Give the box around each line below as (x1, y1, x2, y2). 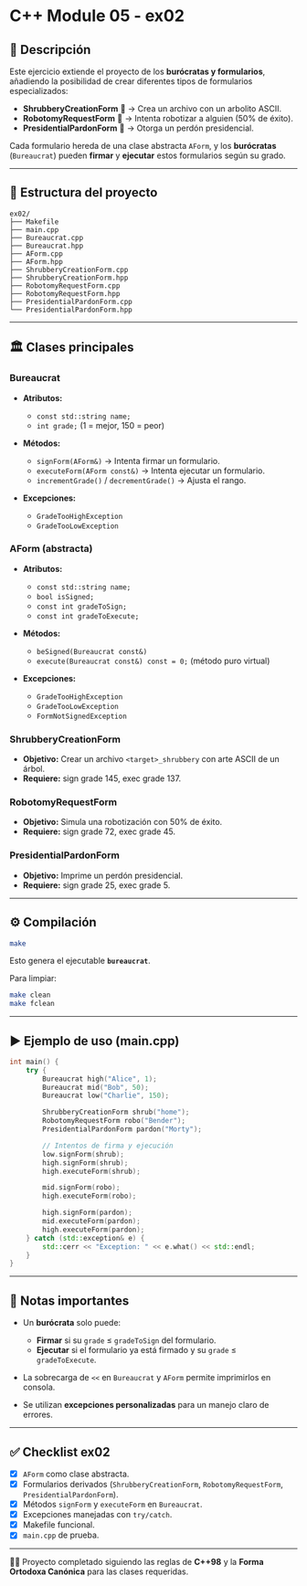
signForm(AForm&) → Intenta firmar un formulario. (36, 455, 221, 466)
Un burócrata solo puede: (22, 1317, 122, 1328)
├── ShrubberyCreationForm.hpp (9, 273, 129, 282)
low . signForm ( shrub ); (42, 1149, 125, 1158)
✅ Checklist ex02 (9, 1444, 111, 1460)
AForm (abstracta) (9, 543, 93, 555)
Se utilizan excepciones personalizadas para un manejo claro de (22, 1400, 270, 1411)
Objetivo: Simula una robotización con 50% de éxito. (22, 817, 223, 828)
